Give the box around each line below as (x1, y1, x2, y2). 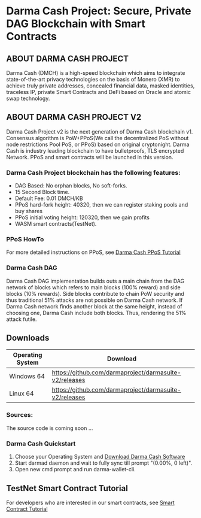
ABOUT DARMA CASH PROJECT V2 (6, 112, 142, 122)
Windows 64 (9, 372, 45, 380)
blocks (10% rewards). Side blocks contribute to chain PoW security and (6, 290, 184, 297)
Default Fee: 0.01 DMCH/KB (14, 195, 83, 202)
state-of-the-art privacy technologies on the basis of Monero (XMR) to (6, 76, 181, 83)
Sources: (6, 411, 33, 419)
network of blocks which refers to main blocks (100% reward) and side (6, 283, 181, 291)
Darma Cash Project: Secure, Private (6, 4, 191, 18)
